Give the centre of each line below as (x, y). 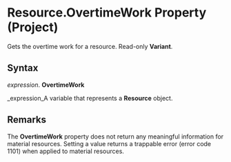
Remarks (27, 120)
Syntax (23, 68)
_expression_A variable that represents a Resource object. (90, 98)
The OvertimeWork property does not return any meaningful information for (115, 136)
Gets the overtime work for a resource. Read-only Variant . (90, 46)
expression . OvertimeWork (46, 85)
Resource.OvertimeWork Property (107, 13)
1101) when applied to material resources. (66, 151)
